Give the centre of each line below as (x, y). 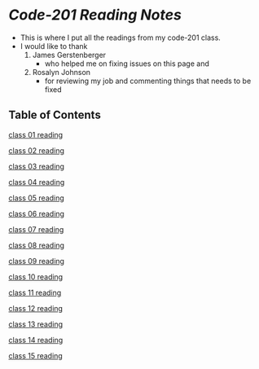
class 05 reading (37, 198)
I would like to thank (54, 46)
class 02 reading (37, 150)
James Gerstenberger (69, 55)
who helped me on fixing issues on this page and (127, 64)
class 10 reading (36, 277)
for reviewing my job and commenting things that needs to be (148, 81)
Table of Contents (55, 115)
